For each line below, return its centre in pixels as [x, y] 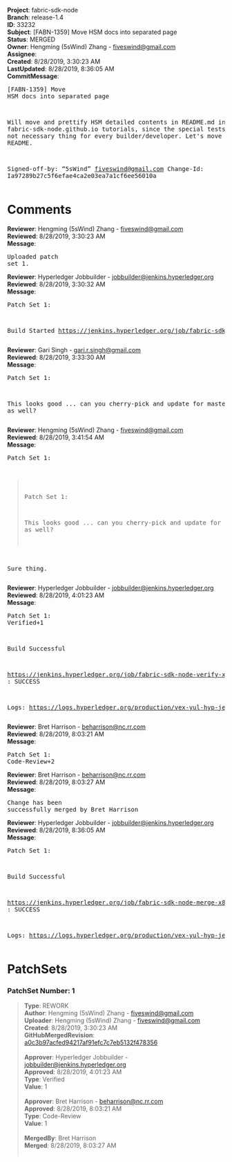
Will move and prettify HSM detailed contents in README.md [111, 122]
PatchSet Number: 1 [41, 991]
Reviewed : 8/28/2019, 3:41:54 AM [56, 437]
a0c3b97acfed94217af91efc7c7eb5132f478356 [91, 1043]
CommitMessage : [33, 76]
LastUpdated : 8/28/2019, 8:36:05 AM [61, 69]
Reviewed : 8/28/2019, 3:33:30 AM [56, 357]
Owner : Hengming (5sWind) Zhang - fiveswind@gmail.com [91, 47]
